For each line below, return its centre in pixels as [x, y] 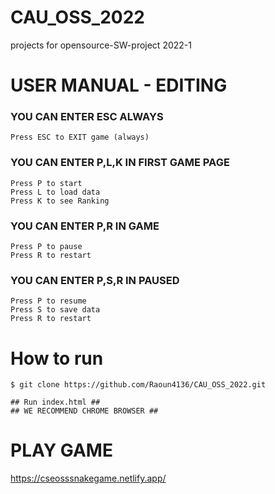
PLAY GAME [61, 450]
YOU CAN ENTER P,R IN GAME [85, 226]
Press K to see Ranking [60, 201]
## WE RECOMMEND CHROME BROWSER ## [84, 411]
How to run [57, 358]
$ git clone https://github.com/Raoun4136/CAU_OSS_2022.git [138, 385]
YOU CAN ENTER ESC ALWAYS [87, 117]
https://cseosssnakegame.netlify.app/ [88, 478]
